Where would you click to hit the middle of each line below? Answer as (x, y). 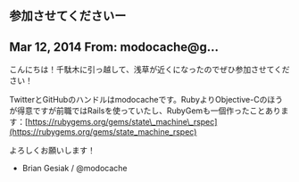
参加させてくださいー (68, 16)
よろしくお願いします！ (52, 151)
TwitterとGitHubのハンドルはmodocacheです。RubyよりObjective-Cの (138, 100)
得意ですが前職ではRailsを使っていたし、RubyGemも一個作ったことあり (149, 111)
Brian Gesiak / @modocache (75, 169)
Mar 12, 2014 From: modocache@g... (114, 47)
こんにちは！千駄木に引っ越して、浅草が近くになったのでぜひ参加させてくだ (149, 70)
